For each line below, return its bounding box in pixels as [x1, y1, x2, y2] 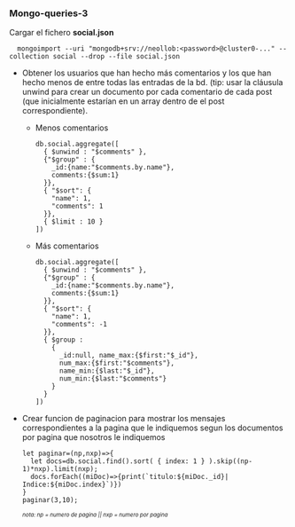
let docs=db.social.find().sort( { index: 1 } [30, 457, 206, 466]
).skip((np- [208, 457, 253, 466]
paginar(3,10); [21, 496, 79, 505]
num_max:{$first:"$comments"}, [58, 358, 175, 368]
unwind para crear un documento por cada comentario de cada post [21, 87, 273, 98]
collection [9, 52, 50, 61]
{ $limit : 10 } [43, 217, 104, 226]
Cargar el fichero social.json [9, 28, 114, 38]
